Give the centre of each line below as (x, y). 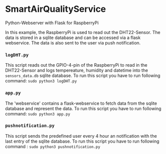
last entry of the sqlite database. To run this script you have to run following (82, 141)
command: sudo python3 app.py (38, 114)
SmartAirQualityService (56, 9)
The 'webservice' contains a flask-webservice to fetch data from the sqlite (81, 103)
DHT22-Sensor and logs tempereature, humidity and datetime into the (77, 71)
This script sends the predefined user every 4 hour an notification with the (81, 136)
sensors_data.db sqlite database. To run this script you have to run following (83, 76)
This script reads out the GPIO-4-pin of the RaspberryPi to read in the (76, 65)
